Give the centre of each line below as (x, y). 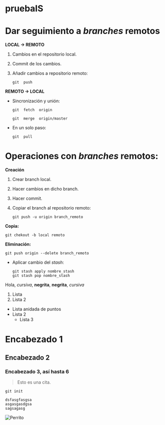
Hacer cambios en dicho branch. (45, 189)
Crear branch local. (32, 180)
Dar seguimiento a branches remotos (82, 31)
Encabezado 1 (34, 339)
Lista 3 (26, 320)
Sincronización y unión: (36, 101)
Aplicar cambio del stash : (38, 262)
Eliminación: (18, 244)
